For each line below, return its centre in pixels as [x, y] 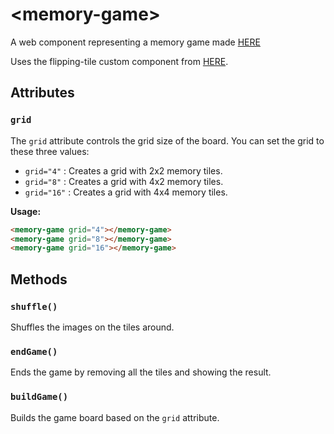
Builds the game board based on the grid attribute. [115, 417]
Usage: [26, 211]
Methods [39, 279]
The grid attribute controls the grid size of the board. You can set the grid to [167, 140]
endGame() [34, 351]
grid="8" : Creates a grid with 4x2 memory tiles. [124, 181]
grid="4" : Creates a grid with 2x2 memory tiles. [123, 170]
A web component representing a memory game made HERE [135, 42]
